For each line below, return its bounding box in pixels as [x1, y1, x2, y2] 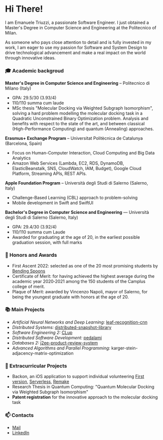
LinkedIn [12, 430, 30, 436]
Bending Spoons [12, 268, 46, 274]
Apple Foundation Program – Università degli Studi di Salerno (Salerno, [5, 180, 148, 186]
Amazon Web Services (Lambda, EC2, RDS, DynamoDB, [12, 160, 125, 166]
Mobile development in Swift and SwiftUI [12, 200, 94, 206]
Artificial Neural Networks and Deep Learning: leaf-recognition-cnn [12, 319, 148, 325]
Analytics [12, 155, 31, 161]
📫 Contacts [5, 412, 34, 419]
